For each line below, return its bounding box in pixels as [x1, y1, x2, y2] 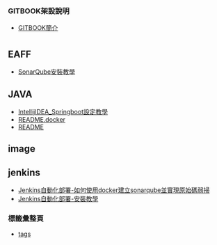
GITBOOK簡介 [17, 23, 58, 32]
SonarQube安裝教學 [17, 68, 76, 76]
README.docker [17, 115, 65, 123]
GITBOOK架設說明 [8, 6, 70, 16]
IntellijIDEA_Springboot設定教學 [17, 107, 108, 116]
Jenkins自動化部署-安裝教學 [17, 195, 99, 203]
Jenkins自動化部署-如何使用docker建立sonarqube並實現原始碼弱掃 [17, 186, 210, 194]
